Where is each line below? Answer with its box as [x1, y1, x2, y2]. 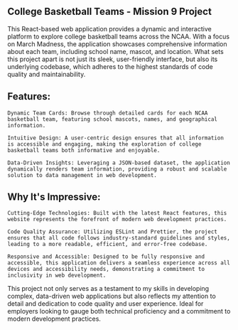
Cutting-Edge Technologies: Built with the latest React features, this [7, 210, 227, 217]
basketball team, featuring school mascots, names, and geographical [7, 115, 218, 123]
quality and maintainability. [7, 70, 86, 78]
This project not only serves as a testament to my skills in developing [7, 284, 210, 293]
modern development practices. [7, 314, 102, 323]
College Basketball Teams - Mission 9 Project [7, 6, 212, 18]
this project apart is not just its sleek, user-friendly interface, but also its [7, 55, 218, 63]
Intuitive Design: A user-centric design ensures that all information [7, 134, 224, 142]
